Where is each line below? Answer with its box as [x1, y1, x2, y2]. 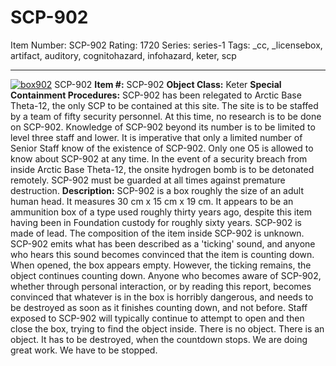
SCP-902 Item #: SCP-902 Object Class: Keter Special [54, 78, 282, 90]
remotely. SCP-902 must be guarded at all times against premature [10, 174, 286, 186]
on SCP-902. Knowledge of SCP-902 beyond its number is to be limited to [10, 121, 316, 133]
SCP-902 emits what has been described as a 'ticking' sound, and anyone [10, 237, 316, 250]
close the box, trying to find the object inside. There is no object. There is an [10, 322, 325, 335]
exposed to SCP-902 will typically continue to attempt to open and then [10, 312, 305, 324]
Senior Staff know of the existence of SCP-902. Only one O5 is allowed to [10, 142, 314, 154]
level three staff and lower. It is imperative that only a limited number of [10, 131, 303, 143]
